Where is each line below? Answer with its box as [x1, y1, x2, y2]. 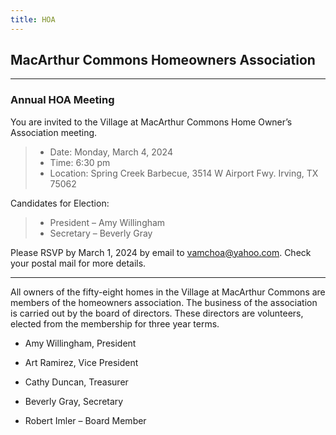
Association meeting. [10, 126, 98, 138]
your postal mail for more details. [10, 257, 147, 269]
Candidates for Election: [10, 197, 110, 209]
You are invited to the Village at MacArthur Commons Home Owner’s [10, 116, 293, 128]
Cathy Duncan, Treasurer [24, 376, 129, 388]
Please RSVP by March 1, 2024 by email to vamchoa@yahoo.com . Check [10, 246, 312, 258]
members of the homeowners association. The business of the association [10, 296, 318, 308]
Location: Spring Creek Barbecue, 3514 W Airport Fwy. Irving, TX [49, 167, 319, 179]
